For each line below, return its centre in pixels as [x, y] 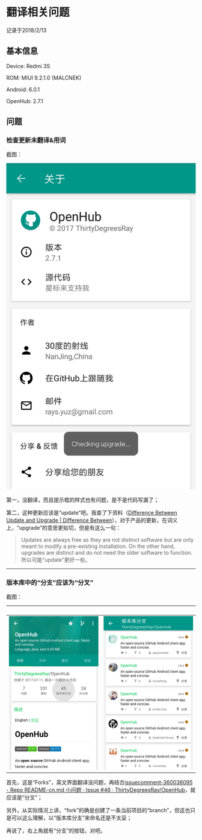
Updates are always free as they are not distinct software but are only [107, 539]
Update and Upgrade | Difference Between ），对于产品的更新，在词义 [92, 520]
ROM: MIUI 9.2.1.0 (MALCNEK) [44, 78]
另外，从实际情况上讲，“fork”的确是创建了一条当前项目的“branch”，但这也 [98, 810]
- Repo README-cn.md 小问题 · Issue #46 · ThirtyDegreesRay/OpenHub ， [98, 790]
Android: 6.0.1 [23, 89]
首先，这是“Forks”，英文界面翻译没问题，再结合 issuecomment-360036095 [99, 782]
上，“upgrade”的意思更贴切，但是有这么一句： [64, 527]
